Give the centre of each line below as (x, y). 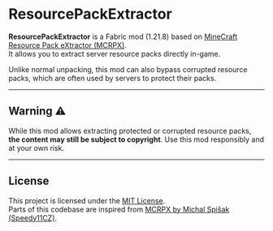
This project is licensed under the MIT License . (87, 200)
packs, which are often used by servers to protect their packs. (113, 78)
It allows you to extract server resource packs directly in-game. (115, 53)
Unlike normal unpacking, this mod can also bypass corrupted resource (128, 69)
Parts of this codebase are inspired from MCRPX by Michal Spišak (119, 209)
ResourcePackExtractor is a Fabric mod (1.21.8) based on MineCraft (123, 36)
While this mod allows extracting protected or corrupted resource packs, (130, 130)
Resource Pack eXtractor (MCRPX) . (68, 45)
